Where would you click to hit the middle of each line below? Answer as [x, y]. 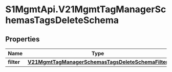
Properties [23, 39]
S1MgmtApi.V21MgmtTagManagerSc [86, 9]
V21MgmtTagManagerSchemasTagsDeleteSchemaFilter [98, 62]
